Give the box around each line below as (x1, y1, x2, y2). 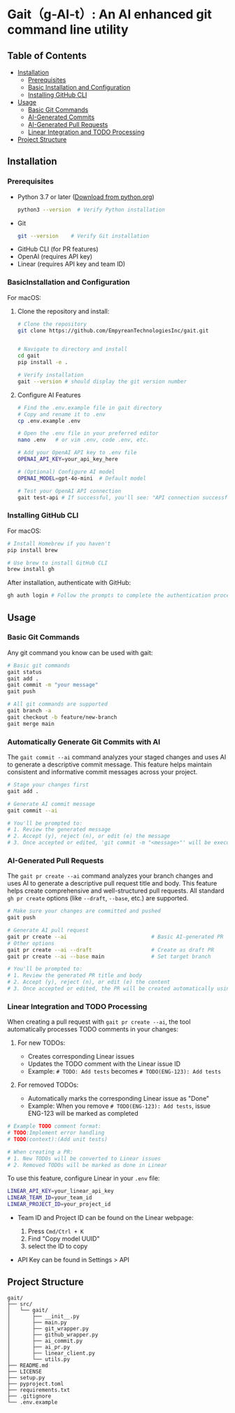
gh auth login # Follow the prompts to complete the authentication (7, 592, 211, 600)
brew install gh (7, 566, 55, 573)
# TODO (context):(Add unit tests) (7, 1135, 108, 1143)
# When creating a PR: (7, 1148, 73, 1156)
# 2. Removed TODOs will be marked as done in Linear (7, 1161, 168, 1168)
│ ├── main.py (7, 1319, 68, 1326)
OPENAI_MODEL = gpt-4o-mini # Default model (17, 475, 147, 482)
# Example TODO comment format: (7, 1123, 101, 1130)
